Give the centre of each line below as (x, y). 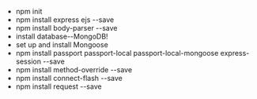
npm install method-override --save (74, 70)
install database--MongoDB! (62, 36)
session (28, 61)
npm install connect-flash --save (69, 78)
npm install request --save (59, 86)
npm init (29, 11)
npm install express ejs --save (65, 20)
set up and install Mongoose (62, 45)
